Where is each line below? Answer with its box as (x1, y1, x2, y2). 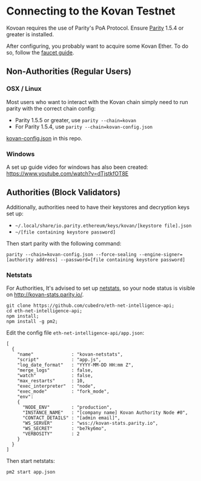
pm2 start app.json (6, 469, 56, 476)
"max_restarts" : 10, (17, 378, 85, 384)
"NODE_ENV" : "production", (22, 404, 113, 411)
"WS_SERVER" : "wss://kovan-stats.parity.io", (22, 420, 159, 427)
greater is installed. (6, 30, 54, 38)
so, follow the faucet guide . (6, 48, 74, 56)
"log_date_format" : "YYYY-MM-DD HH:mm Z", (17, 362, 134, 368)
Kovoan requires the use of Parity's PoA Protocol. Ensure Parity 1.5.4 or (6, 24, 184, 31)
